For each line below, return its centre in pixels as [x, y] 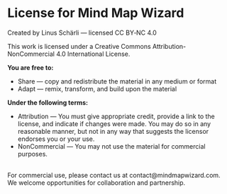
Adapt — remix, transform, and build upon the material [97, 89]
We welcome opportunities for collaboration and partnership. [96, 183]
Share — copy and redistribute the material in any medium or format [117, 81]
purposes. [33, 154]
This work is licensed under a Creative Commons [79, 46]
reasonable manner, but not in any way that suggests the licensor [113, 131]
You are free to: [31, 67]
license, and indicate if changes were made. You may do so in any [114, 124]
